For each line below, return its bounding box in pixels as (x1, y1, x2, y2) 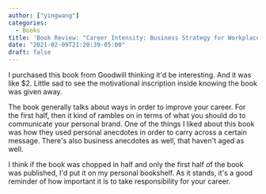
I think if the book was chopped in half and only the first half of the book (8, 160, 244, 169)
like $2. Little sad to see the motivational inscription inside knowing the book (8, 78, 257, 88)
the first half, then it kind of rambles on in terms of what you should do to (8, 111, 246, 120)
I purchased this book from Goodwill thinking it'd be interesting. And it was (8, 70, 252, 79)
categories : (8, 19, 47, 27)
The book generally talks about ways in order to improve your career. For (8, 102, 246, 112)
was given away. (8, 87, 63, 96)
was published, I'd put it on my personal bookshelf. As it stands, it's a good (8, 168, 253, 177)
